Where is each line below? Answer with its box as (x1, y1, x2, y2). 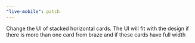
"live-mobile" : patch (6, 8, 60, 15)
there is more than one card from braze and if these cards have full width (6, 31, 186, 38)
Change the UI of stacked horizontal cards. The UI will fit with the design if (6, 25, 189, 32)
